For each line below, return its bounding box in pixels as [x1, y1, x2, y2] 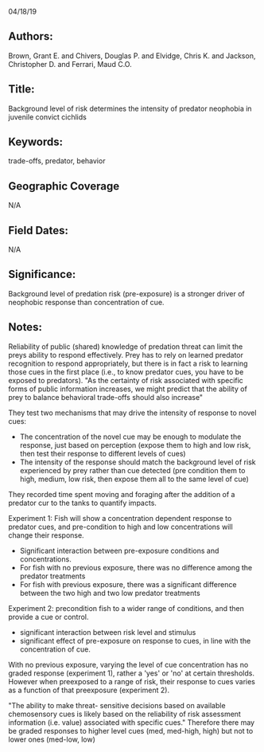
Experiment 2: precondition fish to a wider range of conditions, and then [8, 603, 244, 613]
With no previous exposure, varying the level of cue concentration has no [8, 660, 249, 669]
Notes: [8, 320, 42, 334]
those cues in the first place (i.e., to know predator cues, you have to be [8, 366, 244, 377]
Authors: [8, 29, 53, 43]
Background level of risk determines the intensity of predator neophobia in [8, 104, 252, 113]
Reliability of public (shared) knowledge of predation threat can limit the [8, 342, 243, 351]
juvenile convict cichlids [8, 112, 87, 122]
